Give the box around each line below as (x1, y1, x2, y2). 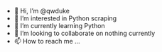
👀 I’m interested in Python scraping (13, 14, 117, 22)
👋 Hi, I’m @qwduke (13, 7, 70, 15)
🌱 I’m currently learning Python (13, 22, 105, 30)
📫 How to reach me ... (13, 37, 80, 45)
